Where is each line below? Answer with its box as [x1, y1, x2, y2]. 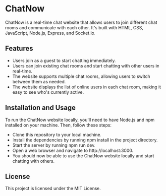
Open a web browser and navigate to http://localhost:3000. [12, 147, 134, 153]
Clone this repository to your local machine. [12, 131, 102, 137]
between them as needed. [12, 78, 66, 84]
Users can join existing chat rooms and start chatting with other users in [12, 63, 160, 68]
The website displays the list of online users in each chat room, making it [12, 84, 161, 90]
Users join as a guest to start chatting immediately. [12, 58, 116, 64]
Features [5, 44, 33, 53]
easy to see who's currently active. [12, 89, 84, 95]
